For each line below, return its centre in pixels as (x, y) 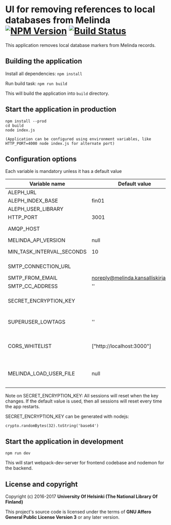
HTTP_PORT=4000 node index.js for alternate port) (60, 143)
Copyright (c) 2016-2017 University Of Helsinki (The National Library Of (81, 496)
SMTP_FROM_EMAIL (33, 278)
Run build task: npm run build (36, 83)
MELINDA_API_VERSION (37, 240)
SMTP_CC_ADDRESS (33, 286)
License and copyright (41, 484)
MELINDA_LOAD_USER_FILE (41, 373)
